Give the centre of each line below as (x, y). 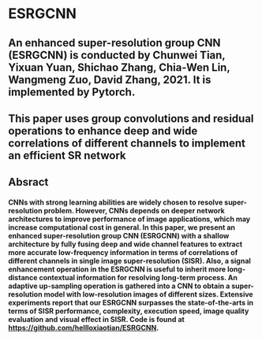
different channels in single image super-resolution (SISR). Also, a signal (129, 261)
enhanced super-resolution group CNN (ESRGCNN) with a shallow (119, 235)
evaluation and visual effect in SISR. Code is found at (97, 319)
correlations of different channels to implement (127, 143)
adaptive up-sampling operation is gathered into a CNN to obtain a (119, 286)
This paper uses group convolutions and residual (131, 118)
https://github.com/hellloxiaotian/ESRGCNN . (84, 327)
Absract (28, 182)
